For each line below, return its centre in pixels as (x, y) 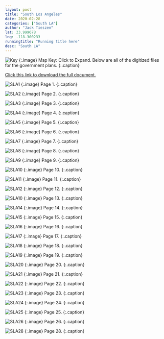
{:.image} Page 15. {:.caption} (53, 217)
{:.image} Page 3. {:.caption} (51, 103)
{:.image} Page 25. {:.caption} (54, 312)
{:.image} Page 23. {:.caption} (54, 293)
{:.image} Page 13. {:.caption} (53, 198)
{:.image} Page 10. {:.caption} (53, 169)
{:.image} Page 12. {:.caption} (53, 189)
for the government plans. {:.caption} (42, 65)
